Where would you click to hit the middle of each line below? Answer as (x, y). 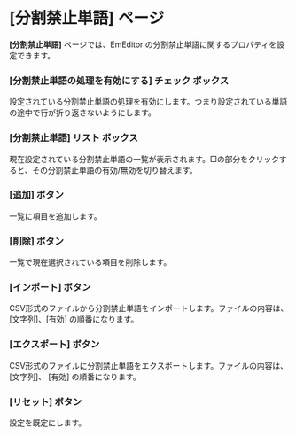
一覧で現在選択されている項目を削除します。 (90, 262)
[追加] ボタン (37, 195)
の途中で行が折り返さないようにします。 (83, 113)
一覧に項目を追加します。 (55, 216)
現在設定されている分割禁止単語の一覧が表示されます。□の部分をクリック (144, 159)
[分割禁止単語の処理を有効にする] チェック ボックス (119, 81)
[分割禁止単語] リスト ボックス (74, 138)
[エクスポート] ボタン (55, 345)
